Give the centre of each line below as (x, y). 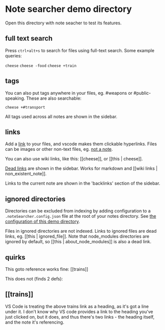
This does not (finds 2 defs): (34, 279)
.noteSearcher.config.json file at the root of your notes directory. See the (81, 216)
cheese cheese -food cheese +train (41, 66)
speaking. (15, 98)
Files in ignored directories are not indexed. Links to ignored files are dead (81, 231)
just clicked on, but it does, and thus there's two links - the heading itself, (80, 317)
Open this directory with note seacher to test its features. (63, 23)
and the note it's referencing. (35, 322)
